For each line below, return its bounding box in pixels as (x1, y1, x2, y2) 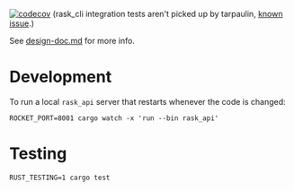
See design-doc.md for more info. (9, 36, 135, 46)
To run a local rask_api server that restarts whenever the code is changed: (9, 96, 286, 107)
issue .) (9, 18, 34, 29)
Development (9, 67, 112, 87)
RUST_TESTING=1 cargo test (9, 173, 111, 182)
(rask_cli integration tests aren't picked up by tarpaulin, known (52, 9, 283, 19)
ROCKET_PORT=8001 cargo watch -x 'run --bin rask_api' (9, 113, 219, 123)
